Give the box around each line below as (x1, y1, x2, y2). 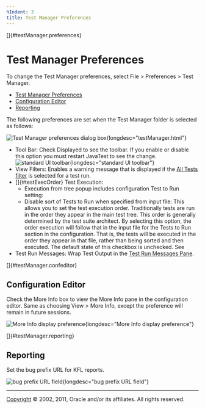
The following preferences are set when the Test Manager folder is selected (6, 116, 197, 123)
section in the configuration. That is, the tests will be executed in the (24, 230, 196, 238)
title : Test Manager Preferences (6, 15, 92, 21)
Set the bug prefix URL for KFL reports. (6, 366, 105, 374)
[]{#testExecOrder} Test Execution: (15, 178, 104, 186)
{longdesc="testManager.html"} (106, 134, 187, 142)
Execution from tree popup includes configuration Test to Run (24, 185, 179, 192)
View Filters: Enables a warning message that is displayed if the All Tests (15, 165, 198, 173)
